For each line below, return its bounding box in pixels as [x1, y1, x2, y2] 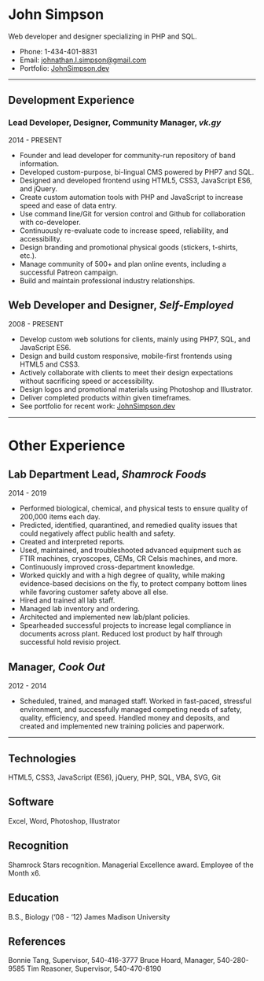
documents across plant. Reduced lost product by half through [19, 629, 222, 639]
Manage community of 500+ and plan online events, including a [19, 259, 226, 268]
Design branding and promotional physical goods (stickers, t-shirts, [19, 242, 238, 252]
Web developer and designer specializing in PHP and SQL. [8, 31, 198, 41]
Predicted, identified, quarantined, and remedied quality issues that [19, 521, 238, 530]
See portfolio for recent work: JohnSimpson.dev [19, 401, 175, 411]
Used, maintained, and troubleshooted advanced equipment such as [19, 545, 242, 555]
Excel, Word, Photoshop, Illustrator [8, 816, 120, 825]
